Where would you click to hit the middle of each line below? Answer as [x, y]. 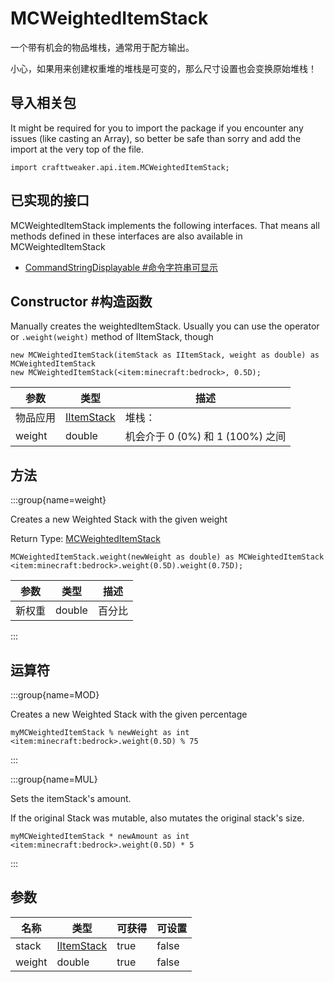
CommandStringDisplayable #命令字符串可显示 [121, 267]
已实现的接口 [50, 200]
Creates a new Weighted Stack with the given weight [119, 519]
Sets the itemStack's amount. [71, 798]
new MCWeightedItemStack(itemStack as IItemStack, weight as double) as [165, 355]
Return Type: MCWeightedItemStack [85, 539]
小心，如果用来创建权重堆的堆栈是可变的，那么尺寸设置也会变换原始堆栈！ [163, 68]
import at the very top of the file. [77, 149]
